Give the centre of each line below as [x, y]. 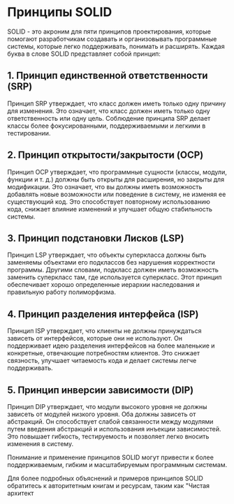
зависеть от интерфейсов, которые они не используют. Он [95, 339]
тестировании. [29, 133]
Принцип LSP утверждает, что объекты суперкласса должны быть [107, 255]
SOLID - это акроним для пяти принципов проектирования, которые [109, 31]
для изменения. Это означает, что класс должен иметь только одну [109, 111]
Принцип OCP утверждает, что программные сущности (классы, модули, [117, 172]
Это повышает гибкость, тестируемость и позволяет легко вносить [108, 436]
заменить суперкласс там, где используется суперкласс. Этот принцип [115, 277]
